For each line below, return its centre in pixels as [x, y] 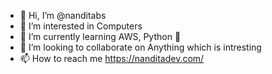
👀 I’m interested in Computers [81, 26]
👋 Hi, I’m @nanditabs [63, 15]
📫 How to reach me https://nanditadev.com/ [112, 58]
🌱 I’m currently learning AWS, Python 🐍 [100, 36]
